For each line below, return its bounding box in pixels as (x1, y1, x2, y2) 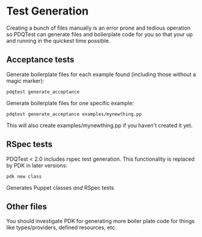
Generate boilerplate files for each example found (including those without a (6, 71, 197, 78)
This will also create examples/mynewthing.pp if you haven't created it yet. (6, 122, 193, 129)
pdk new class (6, 174, 42, 180)
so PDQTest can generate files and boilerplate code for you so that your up (6, 30, 193, 37)
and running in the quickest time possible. (6, 37, 111, 44)
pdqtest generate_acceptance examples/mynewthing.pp (6, 111, 142, 117)
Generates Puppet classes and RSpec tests (6, 184, 114, 191)
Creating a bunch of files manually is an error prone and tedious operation (6, 24, 191, 31)
